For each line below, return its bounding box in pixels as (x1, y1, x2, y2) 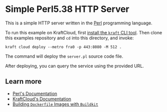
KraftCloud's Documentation (12, 96, 71, 102)
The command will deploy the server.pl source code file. (5, 53, 123, 59)
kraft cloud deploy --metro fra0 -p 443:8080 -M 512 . (5, 44, 122, 49)
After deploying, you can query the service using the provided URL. (5, 63, 144, 69)
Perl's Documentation (12, 91, 57, 97)
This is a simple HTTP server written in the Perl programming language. (5, 20, 152, 26)
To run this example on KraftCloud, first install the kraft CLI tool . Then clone (5, 29, 162, 35)
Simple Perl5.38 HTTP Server (5, 3, 129, 15)
